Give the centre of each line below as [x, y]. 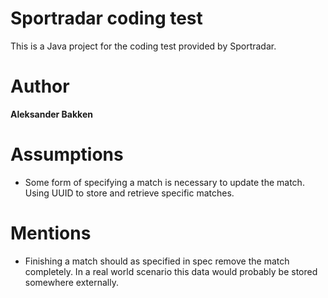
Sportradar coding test [106, 18]
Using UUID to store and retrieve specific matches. [129, 193]
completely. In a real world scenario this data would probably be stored [171, 271]
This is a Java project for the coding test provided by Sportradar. [143, 46]
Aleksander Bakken [51, 114]
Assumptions [67, 154]
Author [40, 86]
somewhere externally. [71, 282]
